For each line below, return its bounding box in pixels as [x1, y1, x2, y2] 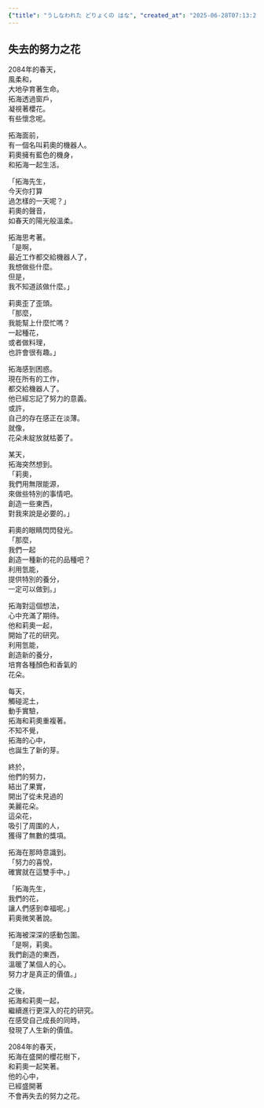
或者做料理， [8, 338, 49, 347]
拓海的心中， [8, 736, 49, 745]
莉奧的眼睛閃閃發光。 [8, 526, 77, 535]
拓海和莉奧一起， [8, 996, 64, 1006]
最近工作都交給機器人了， [8, 252, 91, 262]
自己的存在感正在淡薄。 [8, 413, 84, 423]
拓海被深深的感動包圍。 [8, 930, 84, 940]
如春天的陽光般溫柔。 [8, 216, 77, 226]
